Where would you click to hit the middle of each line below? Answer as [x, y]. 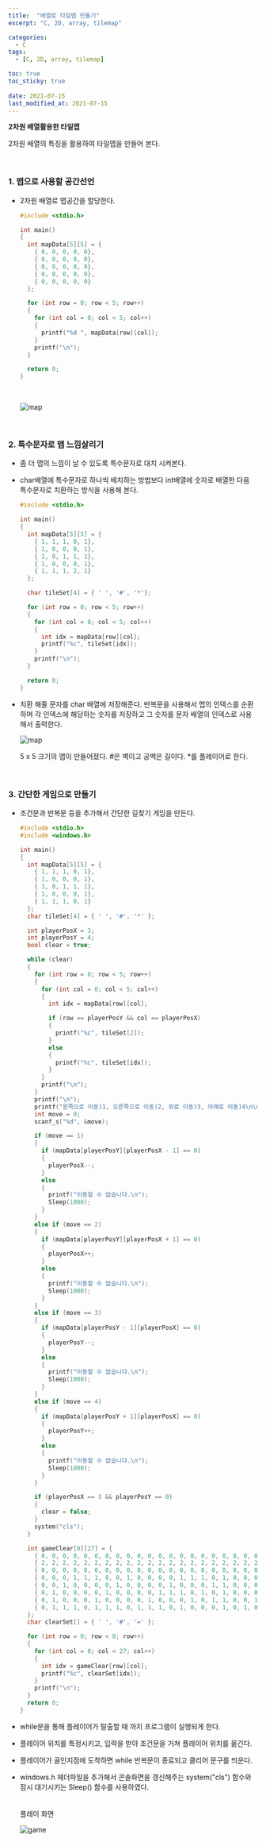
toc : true [25, 74]
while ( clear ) [50, 960]
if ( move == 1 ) [59, 1136]
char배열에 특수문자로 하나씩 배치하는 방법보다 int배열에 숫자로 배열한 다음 [135, 480]
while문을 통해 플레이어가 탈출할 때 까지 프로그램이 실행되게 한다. [120, 1726]
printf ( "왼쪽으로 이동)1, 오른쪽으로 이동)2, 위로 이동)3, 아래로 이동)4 [140, 1107]
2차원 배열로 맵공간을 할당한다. [67, 200]
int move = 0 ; [57, 1114]
